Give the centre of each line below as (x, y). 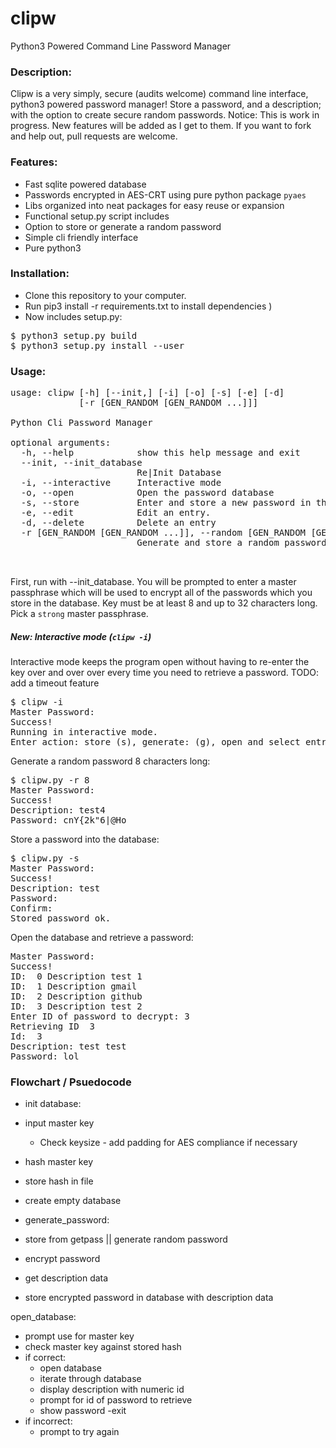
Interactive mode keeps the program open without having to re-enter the (160, 662)
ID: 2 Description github (76, 996)
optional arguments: (61, 443)
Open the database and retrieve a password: (102, 938)
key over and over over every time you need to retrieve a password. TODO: (164, 673)
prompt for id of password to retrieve (116, 1400)
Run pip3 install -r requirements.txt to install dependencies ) (148, 306)
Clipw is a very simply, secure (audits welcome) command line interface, (159, 94)
